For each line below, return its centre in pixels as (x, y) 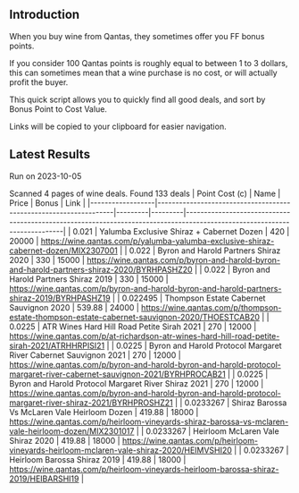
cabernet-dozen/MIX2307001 (63, 251)
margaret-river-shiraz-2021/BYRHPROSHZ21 (91, 403)
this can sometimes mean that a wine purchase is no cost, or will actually (144, 72)
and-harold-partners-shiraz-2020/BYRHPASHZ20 (101, 269)
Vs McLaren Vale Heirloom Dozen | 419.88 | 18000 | (104, 412)
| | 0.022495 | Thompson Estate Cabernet (189, 298)
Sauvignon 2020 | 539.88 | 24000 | (75, 307)
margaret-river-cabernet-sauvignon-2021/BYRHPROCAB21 (117, 374)
